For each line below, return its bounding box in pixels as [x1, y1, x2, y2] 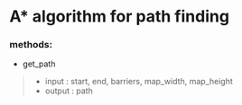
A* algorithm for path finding [9, 6, 230, 27]
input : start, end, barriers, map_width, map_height [44, 76, 233, 87]
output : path [44, 85, 93, 96]
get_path [22, 58, 56, 69]
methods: [9, 39, 52, 51]
